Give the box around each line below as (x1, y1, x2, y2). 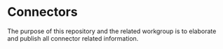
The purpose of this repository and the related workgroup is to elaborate (7, 27, 217, 35)
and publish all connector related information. (7, 34, 139, 42)
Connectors (7, 4, 79, 20)
